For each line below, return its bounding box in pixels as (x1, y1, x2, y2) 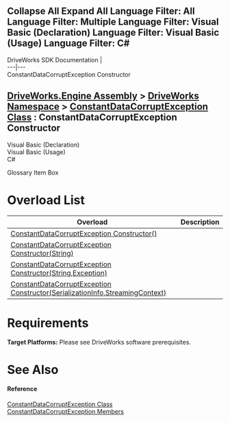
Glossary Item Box (7, 168, 59, 177)
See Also (7, 362, 59, 377)
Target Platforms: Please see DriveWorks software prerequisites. (7, 338, 192, 346)
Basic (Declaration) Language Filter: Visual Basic (7, 27, 220, 38)
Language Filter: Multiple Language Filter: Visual (7, 16, 219, 28)
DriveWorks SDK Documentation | (7, 55, 103, 64)
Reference (7, 385, 38, 393)
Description (180, 217, 220, 227)
